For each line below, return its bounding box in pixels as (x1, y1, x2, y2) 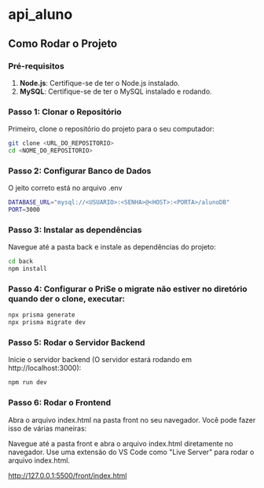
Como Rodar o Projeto (8, 37, 118, 50)
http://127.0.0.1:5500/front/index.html (8, 471, 127, 480)
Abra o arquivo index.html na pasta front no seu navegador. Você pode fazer (8, 415, 256, 424)
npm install (8, 265, 47, 273)
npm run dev (8, 379, 47, 386)
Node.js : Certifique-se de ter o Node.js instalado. (19, 78, 180, 87)
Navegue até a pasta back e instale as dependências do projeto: (8, 242, 216, 252)
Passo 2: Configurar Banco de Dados (8, 165, 152, 176)
